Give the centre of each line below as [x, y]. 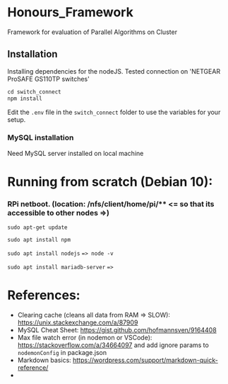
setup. [17, 119]
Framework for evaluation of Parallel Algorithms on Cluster [92, 32]
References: [44, 295]
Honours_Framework [71, 12]
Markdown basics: [44, 360]
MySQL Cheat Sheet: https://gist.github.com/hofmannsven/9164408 [117, 330]
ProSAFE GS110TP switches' [48, 79]
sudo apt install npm [39, 240]
